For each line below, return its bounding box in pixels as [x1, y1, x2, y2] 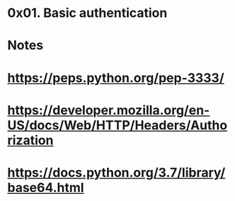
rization [7, 132, 54, 148]
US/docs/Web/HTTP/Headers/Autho [7, 117, 228, 133]
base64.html [7, 179, 84, 195]
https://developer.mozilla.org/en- [7, 102, 210, 118]
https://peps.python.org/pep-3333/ [7, 69, 224, 86]
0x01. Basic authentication [7, 5, 168, 21]
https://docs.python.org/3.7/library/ [7, 164, 226, 180]
